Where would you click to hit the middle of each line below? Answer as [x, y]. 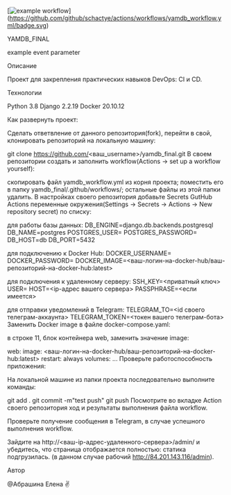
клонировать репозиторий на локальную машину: [82, 140]
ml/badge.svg [27, 25]
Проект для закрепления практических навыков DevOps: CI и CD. [105, 79]
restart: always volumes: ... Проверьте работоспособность [127, 359]
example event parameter [44, 52]
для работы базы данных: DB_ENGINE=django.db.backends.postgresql [110, 225]
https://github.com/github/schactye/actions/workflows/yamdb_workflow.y [115, 18]
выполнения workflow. [40, 428]
